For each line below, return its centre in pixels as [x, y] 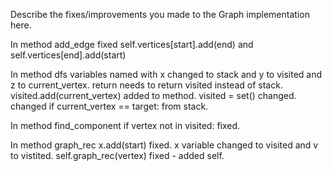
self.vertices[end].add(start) [68, 55]
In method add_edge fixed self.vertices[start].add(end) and [132, 44]
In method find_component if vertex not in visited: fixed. [125, 125]
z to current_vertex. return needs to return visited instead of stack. [146, 85]
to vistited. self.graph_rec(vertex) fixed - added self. [117, 155]
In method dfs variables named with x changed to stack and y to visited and [166, 74]
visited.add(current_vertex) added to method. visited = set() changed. [153, 95]
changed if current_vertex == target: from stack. [109, 106]
